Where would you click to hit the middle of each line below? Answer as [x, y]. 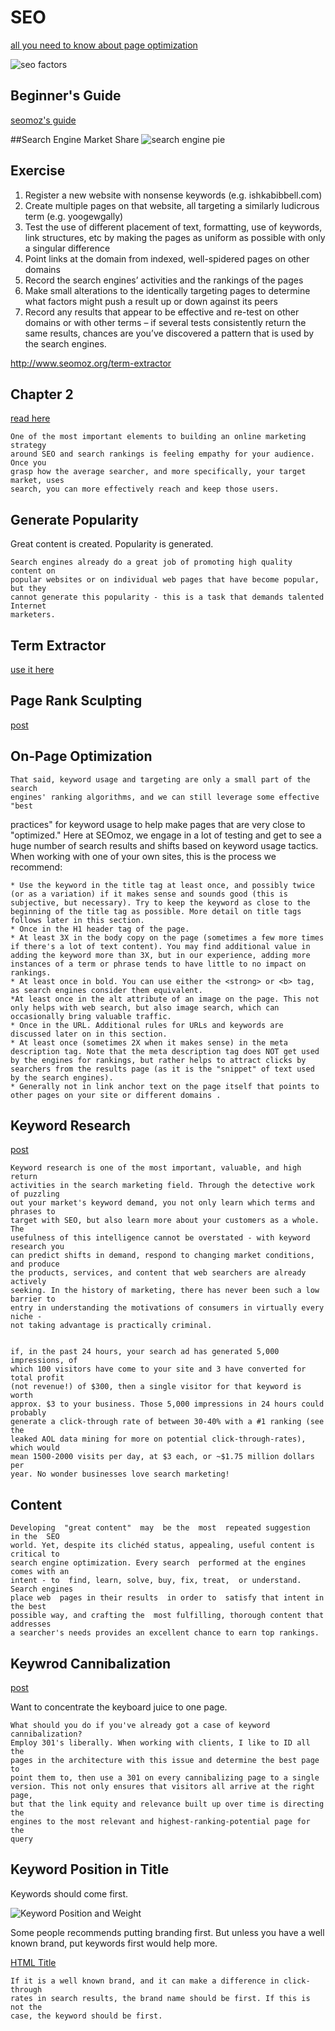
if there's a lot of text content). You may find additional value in [160, 946]
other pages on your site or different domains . [116, 1095]
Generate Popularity [74, 519]
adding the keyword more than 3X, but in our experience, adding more [160, 955]
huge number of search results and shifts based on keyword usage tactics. [164, 845]
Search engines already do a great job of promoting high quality [151, 562]
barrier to [33, 1299]
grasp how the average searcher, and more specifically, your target [158, 472]
